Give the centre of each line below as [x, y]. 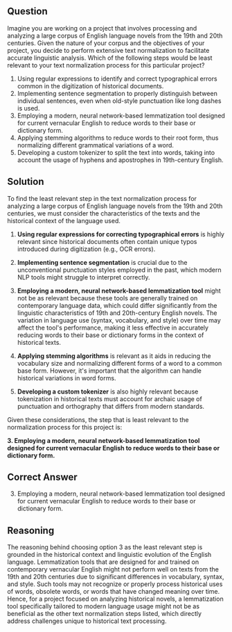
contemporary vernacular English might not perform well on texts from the [113, 569]
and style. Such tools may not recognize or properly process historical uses [115, 584]
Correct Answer [42, 477]
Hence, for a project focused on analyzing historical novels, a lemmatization [115, 599]
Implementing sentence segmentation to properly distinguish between [117, 93]
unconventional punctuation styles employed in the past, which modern [119, 270]
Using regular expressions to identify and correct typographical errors [117, 79]
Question [27, 11]
